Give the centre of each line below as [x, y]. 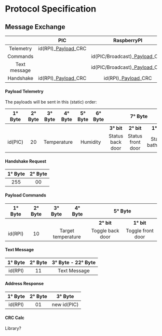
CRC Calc [15, 318]
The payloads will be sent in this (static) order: [51, 102]
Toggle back [105, 230]
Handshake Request [26, 161]
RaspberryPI [128, 40]
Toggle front [140, 230]
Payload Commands [26, 195]
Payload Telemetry [24, 91]
